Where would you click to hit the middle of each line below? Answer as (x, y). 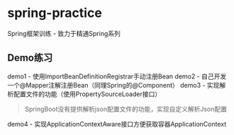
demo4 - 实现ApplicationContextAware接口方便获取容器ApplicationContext (117, 124)
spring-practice (55, 13)
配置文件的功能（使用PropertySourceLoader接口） (87, 94)
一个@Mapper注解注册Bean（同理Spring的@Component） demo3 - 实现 (113, 85)
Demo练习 (30, 58)
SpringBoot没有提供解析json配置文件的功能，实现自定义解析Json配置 (126, 109)
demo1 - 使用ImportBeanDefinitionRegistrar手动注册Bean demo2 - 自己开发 (117, 76)
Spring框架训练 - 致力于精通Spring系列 (64, 33)
